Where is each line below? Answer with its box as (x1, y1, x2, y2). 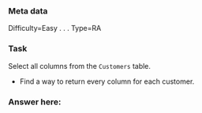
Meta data (8, 6, 48, 17)
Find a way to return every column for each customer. (19, 77, 195, 86)
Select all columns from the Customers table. (8, 61, 151, 70)
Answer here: (8, 96, 62, 107)
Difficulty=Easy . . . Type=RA (8, 24, 102, 33)
